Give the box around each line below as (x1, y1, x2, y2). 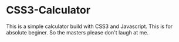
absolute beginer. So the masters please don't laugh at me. (6, 29, 148, 36)
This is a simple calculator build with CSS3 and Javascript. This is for (6, 23, 173, 30)
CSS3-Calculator (6, 3, 91, 17)
